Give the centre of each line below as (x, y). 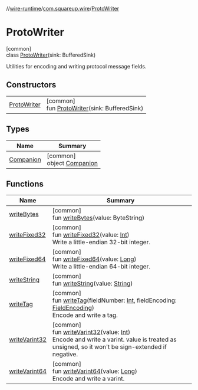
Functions (25, 184)
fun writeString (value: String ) (93, 284)
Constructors (31, 85)
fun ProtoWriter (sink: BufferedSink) (95, 108)
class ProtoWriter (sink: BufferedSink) (51, 55)
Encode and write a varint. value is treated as (114, 340)
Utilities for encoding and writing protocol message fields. (76, 66)
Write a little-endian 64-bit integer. (101, 267)
